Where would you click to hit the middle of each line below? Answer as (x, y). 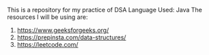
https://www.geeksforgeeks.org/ (63, 30)
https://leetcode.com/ (47, 44)
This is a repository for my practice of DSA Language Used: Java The (105, 10)
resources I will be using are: (47, 17)
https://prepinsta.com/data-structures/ (71, 37)
